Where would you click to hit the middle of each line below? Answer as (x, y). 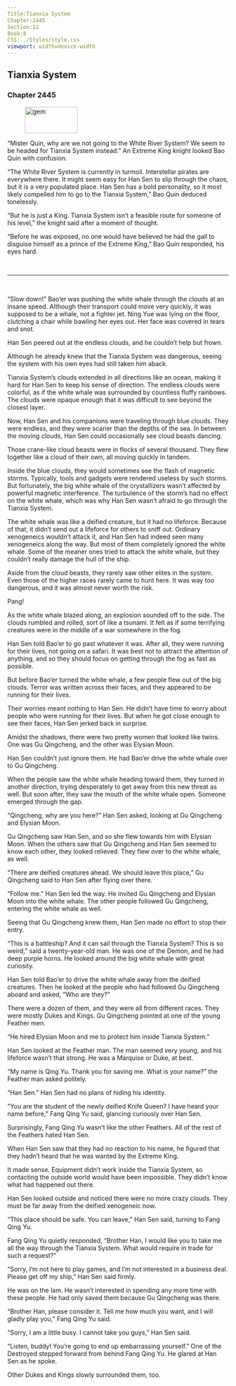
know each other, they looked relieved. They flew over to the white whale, (114, 851)
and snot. (21, 329)
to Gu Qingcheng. (33, 766)
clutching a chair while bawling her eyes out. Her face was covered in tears (116, 321)
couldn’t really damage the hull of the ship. (69, 559)
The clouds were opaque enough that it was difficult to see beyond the (110, 399)
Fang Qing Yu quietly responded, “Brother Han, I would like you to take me (115, 1240)
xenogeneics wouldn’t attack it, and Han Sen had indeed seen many (105, 537)
